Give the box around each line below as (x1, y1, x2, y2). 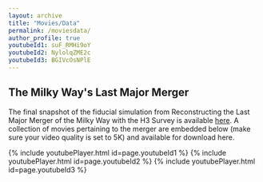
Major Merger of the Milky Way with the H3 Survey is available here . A (8, 115, 239, 125)
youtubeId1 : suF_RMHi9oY (8, 42, 91, 49)
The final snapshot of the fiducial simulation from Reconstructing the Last (8, 107, 250, 117)
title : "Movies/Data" (8, 19, 81, 27)
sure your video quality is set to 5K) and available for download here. (8, 133, 235, 142)
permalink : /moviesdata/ (8, 26, 91, 34)
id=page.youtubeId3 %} (8, 164, 88, 174)
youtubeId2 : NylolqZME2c (8, 49, 91, 57)
